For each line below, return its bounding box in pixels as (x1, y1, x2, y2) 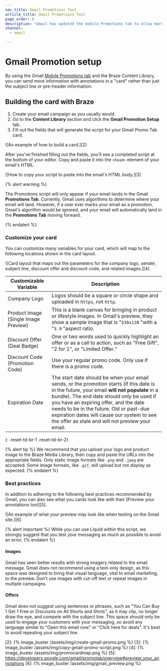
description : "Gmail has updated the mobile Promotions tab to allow (5, 21, 153, 26)
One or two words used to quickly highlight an (51, 333, 159, 340)
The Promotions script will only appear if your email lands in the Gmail (5, 191, 148, 197)
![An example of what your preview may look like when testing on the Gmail (5, 511, 160, 518)
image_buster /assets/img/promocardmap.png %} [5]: (5, 650, 116, 656)
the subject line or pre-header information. (5, 83, 92, 89)
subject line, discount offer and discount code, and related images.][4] (5, 266, 150, 272)
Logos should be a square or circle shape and (51, 292, 158, 299)
